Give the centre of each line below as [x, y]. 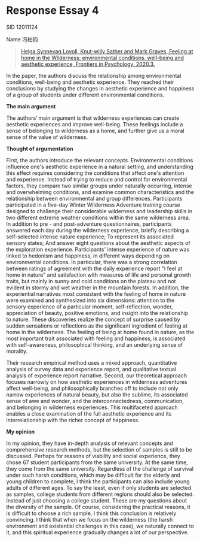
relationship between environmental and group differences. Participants [94, 198]
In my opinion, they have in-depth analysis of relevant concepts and [90, 443]
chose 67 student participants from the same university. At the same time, [97, 462]
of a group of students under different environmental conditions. [85, 95]
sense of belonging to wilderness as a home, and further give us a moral [95, 131]
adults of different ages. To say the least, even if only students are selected [99, 488]
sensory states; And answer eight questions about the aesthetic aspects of [99, 243]
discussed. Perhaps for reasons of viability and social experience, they [93, 456]
